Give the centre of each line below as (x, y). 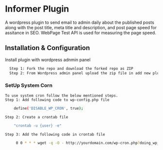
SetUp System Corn (29, 85)
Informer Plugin (37, 9)
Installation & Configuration (48, 48)
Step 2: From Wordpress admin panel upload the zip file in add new (80, 73)
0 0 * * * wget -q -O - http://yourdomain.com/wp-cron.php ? (78, 143)
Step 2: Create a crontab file (37, 117)
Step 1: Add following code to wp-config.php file (57, 100)
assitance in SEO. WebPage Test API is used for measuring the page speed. (81, 33)
